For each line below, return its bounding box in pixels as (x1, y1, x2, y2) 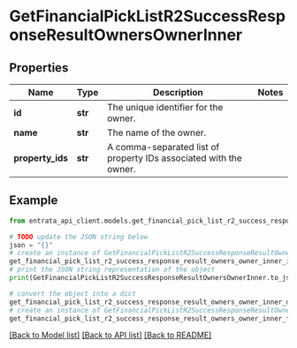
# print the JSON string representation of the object (9, 265, 216, 275)
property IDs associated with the (107, 152, 243, 164)
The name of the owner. (107, 126, 207, 139)
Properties (9, 60, 69, 75)
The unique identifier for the (107, 102, 224, 113)
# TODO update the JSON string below (9, 232, 148, 241)
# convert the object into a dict (9, 289, 137, 298)
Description (153, 87, 203, 98)
